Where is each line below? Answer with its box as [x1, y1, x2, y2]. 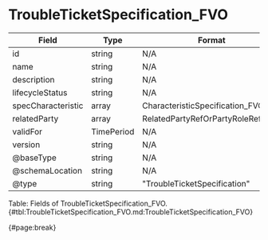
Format [198, 34, 226, 46]
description [12, 74, 55, 85]
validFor [12, 126, 42, 137]
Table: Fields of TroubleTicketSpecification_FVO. [8, 198, 167, 208]
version [12, 138, 41, 150]
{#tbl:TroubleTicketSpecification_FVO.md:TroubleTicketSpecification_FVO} [8, 206, 254, 217]
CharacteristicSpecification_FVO [142, 100, 265, 111]
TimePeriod [91, 126, 135, 137]
